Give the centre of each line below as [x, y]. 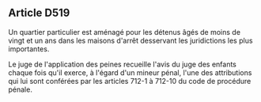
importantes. [29, 49]
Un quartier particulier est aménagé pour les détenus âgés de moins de [125, 32]
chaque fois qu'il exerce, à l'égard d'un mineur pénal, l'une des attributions [130, 72]
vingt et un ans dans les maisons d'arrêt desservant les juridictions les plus [130, 40]
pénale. [21, 89]
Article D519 [39, 13]
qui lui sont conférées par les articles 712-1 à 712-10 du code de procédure [130, 81]
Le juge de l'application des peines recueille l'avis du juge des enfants [123, 64]
